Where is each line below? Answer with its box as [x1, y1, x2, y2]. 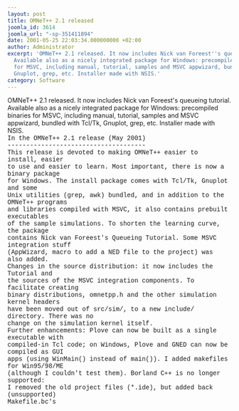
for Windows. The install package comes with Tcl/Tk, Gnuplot [7, 177, 228, 185]
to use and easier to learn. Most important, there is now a [7, 163, 225, 171]
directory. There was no [7, 313, 94, 321]
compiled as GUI [7, 348, 64, 356]
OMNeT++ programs [7, 199, 68, 207]
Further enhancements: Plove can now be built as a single [7, 327, 217, 335]
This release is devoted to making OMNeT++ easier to [7, 149, 198, 157]
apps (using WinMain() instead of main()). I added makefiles [7, 355, 228, 363]
